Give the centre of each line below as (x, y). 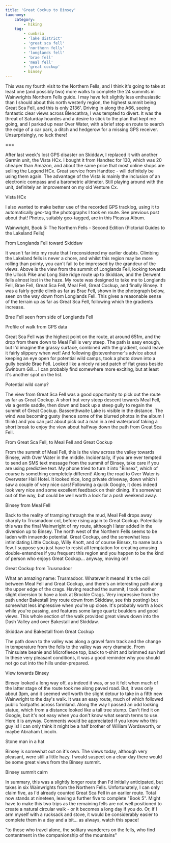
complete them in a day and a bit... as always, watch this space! (72, 820)
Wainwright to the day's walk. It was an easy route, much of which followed (84, 699)
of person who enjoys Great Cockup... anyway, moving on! (67, 558)
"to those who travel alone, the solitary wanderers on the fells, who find (80, 830)
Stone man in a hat (25, 742)
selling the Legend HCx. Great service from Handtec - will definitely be (80, 171)
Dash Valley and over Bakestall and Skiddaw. (52, 622)
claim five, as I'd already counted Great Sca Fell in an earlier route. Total (81, 793)
